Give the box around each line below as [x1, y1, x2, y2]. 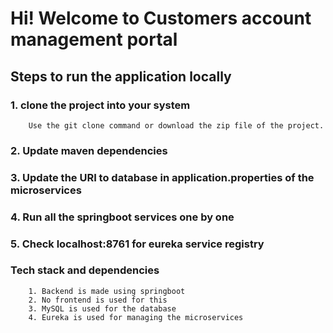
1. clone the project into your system [10, 98, 191, 112]
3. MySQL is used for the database [28, 303, 177, 314]
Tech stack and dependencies [10, 263, 160, 277]
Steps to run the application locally [10, 68, 232, 85]
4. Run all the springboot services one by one [10, 210, 235, 224]
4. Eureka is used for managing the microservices [28, 312, 244, 322]
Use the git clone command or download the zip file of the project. [28, 120, 325, 131]
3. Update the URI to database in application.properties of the [10, 170, 315, 184]
